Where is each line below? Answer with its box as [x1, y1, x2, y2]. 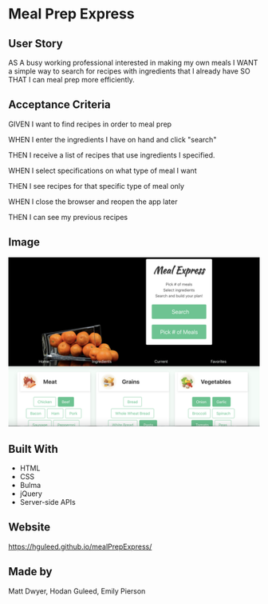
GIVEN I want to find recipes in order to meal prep [8, 119, 172, 129]
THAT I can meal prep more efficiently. [8, 75, 136, 84]
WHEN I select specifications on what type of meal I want [8, 166, 197, 175]
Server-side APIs [19, 498, 76, 507]
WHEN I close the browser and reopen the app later [8, 197, 178, 206]
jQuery [19, 489, 42, 498]
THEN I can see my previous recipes [8, 212, 128, 222]
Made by [8, 565, 53, 578]
